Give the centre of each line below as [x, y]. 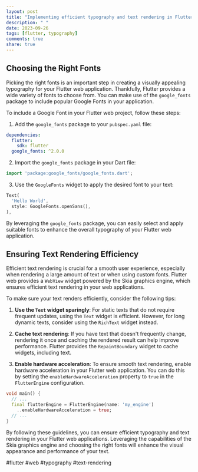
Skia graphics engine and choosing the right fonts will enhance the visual [95, 445]
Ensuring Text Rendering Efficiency [72, 254]
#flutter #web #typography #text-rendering [59, 463]
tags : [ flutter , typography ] [42, 34]
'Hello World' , [30, 201]
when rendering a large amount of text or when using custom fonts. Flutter [97, 275]
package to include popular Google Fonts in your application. [80, 101]
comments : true [25, 39]
